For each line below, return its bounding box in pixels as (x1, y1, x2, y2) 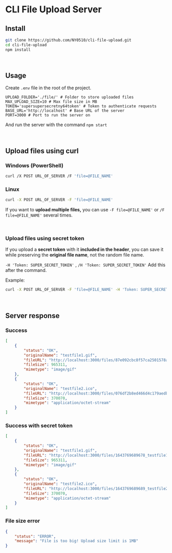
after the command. (5, 267, 47, 273)
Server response (5, 311, 60, 320)
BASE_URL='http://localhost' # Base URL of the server (5, 108, 125, 113)
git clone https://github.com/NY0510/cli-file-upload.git (5, 37, 132, 43)
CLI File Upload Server (5, 4, 102, 15)
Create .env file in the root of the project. (5, 85, 92, 91)
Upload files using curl (5, 146, 79, 155)
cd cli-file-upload (5, 42, 47, 47)
